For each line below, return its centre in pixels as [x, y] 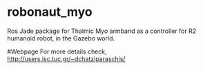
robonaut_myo [50, 12]
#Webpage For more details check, [57, 51]
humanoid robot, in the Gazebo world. [61, 38]
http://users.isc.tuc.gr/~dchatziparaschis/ [66, 58]
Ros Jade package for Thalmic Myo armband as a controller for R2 [102, 31]
